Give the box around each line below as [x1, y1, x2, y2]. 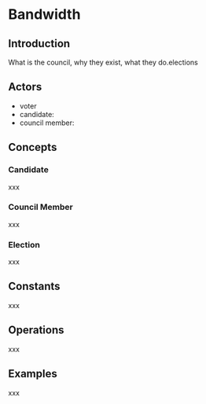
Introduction [8, 37, 71, 50]
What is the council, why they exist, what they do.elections [8, 57, 198, 67]
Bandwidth [8, 6, 81, 24]
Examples [8, 367, 57, 380]
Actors [8, 80, 42, 94]
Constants [8, 280, 61, 293]
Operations [8, 324, 64, 337]
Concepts [8, 141, 57, 154]
